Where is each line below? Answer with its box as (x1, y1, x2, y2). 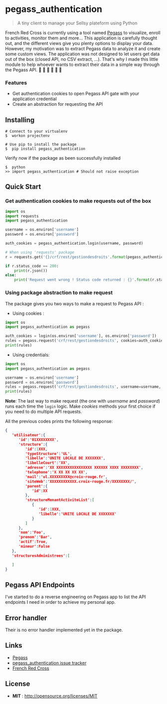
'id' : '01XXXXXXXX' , (18, 437, 59, 442)
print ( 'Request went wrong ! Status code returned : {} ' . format (14, 277, 150, 282)
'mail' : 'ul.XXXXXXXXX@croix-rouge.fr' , (25, 474, 108, 479)
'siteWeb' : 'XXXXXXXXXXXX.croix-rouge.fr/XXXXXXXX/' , (25, 479, 137, 484)
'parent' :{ (25, 483, 48, 488)
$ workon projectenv (5, 133, 50, 138)
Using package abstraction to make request (5, 289, 113, 296)
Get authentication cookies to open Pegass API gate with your (12, 91, 140, 97)
